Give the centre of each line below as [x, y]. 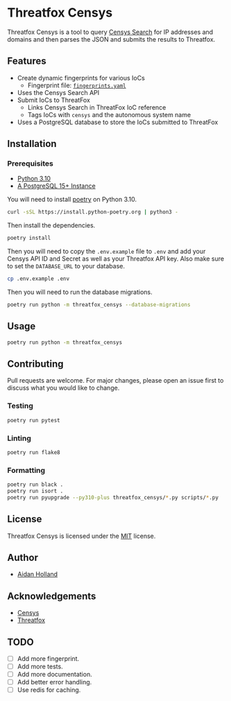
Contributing [35, 364]
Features [27, 61]
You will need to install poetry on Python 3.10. [72, 200]
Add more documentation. [54, 675]
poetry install [29, 238]
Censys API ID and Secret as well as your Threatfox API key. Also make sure [115, 259]
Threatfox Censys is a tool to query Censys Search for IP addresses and [110, 32]
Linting [19, 438]
